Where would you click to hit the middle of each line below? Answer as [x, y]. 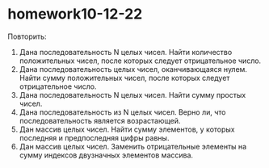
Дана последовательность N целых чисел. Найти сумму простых [132, 94]
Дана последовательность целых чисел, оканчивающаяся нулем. [133, 69]
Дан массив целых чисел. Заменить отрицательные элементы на [133, 146]
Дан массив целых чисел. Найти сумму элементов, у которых [127, 129]
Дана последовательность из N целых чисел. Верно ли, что [122, 112]
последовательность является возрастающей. [100, 120]
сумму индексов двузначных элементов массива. [106, 155]
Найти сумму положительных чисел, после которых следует [124, 78]
